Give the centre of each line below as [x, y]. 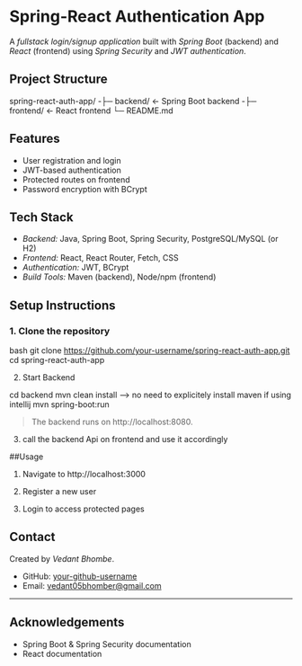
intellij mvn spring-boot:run [59, 404]
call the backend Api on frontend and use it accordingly [125, 440]
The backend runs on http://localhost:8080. [112, 422]
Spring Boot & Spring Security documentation [107, 644]
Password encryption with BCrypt [85, 189]
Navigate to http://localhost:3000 [84, 475]
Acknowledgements [67, 622]
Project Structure [58, 80]
